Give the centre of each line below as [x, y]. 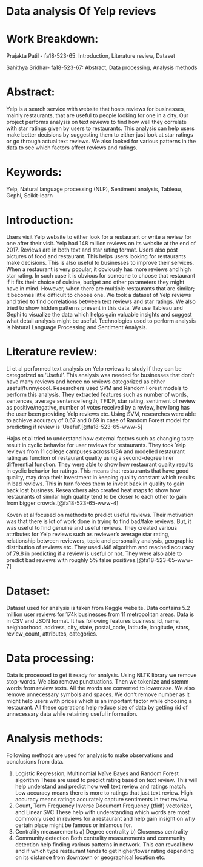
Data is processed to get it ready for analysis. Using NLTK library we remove [101, 675]
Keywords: [34, 172]
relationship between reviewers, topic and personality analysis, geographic [100, 540]
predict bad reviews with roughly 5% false [59, 560]
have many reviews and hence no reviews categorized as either [86, 382]
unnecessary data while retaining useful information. [72, 714]
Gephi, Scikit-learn [30, 195]
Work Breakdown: [52, 39]
